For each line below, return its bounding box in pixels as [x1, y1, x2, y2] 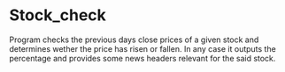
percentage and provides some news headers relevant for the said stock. [9, 53, 276, 63]
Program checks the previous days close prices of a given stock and [9, 34, 259, 45]
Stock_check [9, 5, 106, 25]
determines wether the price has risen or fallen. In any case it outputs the [9, 43, 276, 54]
